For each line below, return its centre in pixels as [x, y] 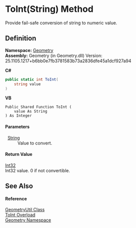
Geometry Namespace [28, 220]
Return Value [19, 154]
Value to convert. [35, 143]
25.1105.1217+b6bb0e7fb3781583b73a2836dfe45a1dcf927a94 [68, 61]
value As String [31, 112]
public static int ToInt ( [32, 79]
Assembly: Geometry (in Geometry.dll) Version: [54, 55]
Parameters [17, 127]
